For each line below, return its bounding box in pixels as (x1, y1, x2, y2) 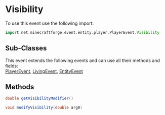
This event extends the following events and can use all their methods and (5, 57, 160, 64)
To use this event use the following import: (5, 20, 94, 26)
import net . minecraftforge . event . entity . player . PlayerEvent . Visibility (5, 30, 159, 35)
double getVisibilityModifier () (5, 96, 73, 101)
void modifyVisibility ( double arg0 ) (5, 105, 82, 110)
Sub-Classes (5, 44, 47, 52)
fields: (5, 63, 19, 69)
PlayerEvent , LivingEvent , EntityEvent (5, 68, 84, 74)
